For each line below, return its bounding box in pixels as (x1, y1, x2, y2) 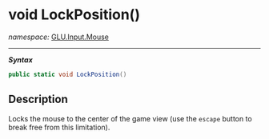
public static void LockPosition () (8, 70, 127, 78)
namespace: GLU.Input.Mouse (8, 32, 110, 42)
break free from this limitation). (8, 122, 110, 132)
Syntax (8, 54, 34, 65)
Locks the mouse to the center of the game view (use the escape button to (8, 113, 252, 123)
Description (8, 93, 68, 106)
